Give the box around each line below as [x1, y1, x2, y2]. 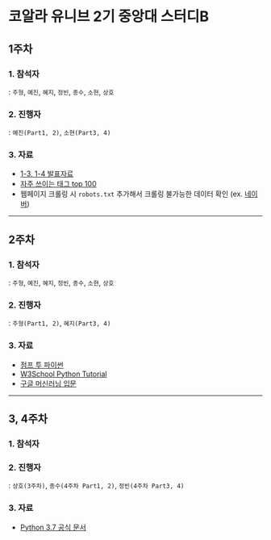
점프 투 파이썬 [19, 360, 64, 370]
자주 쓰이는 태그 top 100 [19, 179, 97, 189]
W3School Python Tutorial [19, 369, 107, 379]
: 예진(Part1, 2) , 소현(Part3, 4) [8, 128, 111, 137]
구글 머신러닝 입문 [19, 379, 77, 388]
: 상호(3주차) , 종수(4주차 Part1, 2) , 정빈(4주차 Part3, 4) [8, 481, 185, 491]
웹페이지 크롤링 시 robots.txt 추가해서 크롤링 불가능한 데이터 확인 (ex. [19, 189, 244, 199]
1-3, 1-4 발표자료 [19, 169, 74, 178]
